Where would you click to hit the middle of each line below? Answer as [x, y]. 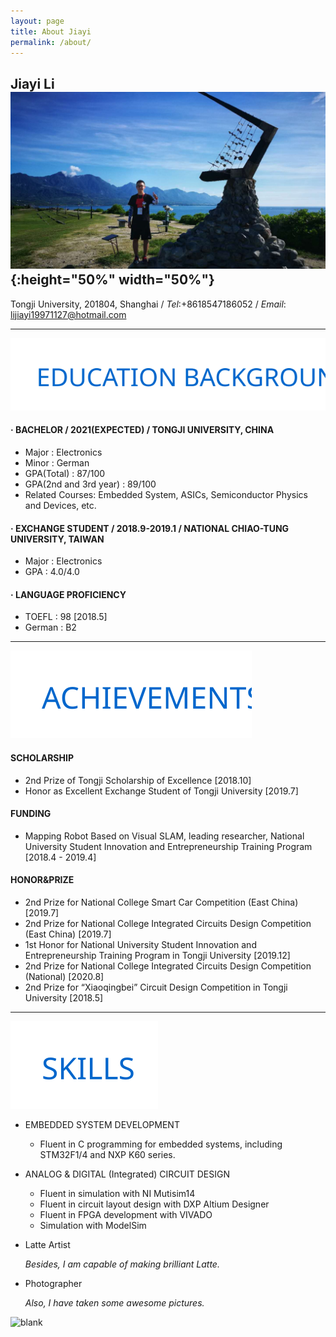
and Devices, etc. [60, 505]
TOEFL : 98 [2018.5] [66, 617]
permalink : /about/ [51, 42]
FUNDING [31, 814]
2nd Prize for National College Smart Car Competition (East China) [161, 902]
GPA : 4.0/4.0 [52, 572]
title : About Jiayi [51, 31]
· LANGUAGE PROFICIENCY [68, 594]
